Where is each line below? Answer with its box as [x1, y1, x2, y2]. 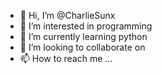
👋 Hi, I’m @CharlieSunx [19, 10, 116, 21]
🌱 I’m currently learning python [19, 31, 148, 42]
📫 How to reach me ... [19, 53, 113, 64]
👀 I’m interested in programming [19, 20, 153, 32]
